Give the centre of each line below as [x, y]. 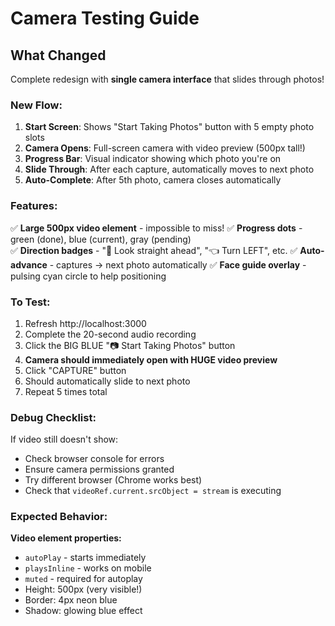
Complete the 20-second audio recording [110, 334]
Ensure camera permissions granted [99, 469]
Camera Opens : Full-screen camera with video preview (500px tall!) [165, 148]
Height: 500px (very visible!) [83, 589]
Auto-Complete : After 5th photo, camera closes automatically [153, 180]
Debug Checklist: [53, 417]
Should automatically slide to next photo [107, 381]
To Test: [30, 302]
